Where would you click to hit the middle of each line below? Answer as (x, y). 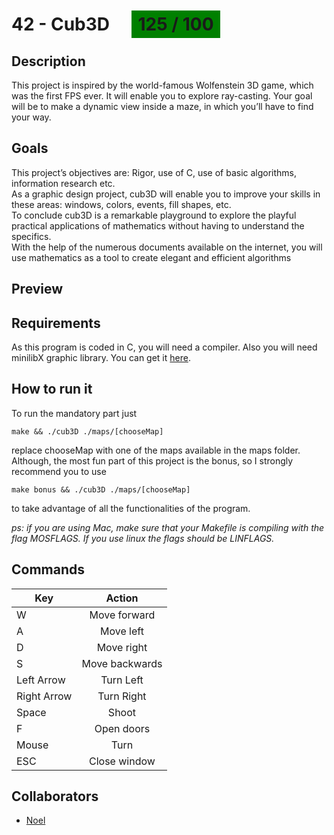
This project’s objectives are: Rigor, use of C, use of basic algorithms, (154, 172)
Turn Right (122, 696)
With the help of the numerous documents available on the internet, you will (167, 247)
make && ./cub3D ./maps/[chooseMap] (87, 431)
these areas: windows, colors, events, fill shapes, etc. (121, 204)
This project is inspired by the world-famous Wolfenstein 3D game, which (162, 85)
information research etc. (63, 183)
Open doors (122, 728)
